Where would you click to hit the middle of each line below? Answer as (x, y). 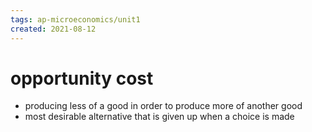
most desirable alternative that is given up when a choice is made (159, 117)
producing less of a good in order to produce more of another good (163, 106)
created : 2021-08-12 (53, 29)
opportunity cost (82, 78)
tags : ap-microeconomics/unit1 (75, 19)
